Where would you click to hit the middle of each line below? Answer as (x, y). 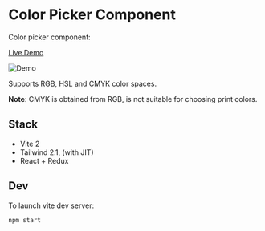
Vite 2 (30, 144)
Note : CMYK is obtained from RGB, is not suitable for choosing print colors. (133, 99)
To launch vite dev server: (51, 205)
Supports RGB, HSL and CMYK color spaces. (83, 83)
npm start (25, 220)
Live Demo (26, 52)
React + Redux (44, 160)
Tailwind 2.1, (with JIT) (57, 152)
